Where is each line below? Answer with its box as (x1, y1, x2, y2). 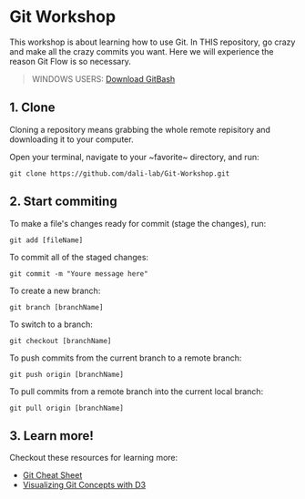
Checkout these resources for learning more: (9, 453, 178, 463)
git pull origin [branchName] (9, 403, 125, 412)
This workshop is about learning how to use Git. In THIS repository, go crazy (9, 36, 296, 47)
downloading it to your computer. (9, 134, 134, 145)
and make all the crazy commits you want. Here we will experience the (9, 46, 275, 56)
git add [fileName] (9, 235, 84, 245)
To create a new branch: (9, 285, 101, 296)
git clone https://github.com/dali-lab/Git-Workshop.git (9, 168, 230, 178)
